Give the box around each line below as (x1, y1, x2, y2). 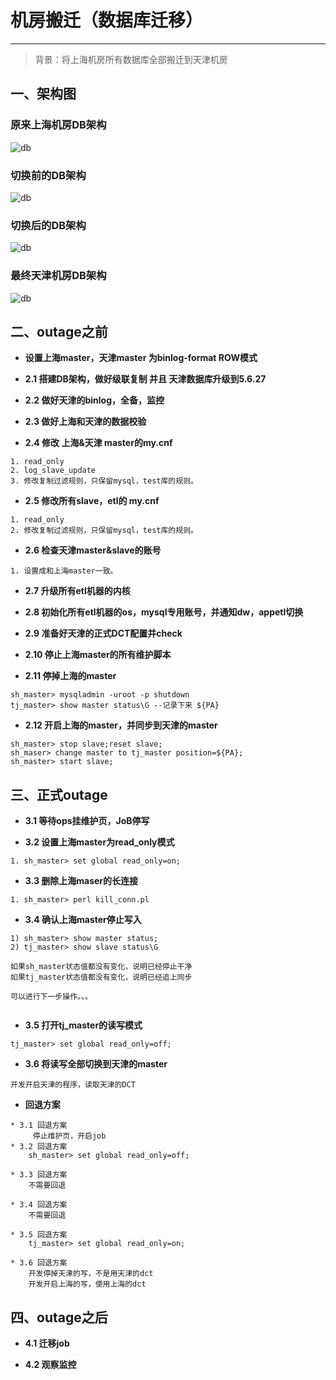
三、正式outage (10, 786, 108, 803)
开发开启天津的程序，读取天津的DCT (10, 1080, 136, 1090)
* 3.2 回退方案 (10, 1142, 68, 1152)
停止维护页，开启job (32, 1131, 107, 1141)
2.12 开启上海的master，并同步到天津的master (24, 719, 218, 731)
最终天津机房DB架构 (10, 269, 107, 283)
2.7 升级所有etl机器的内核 (24, 585, 131, 597)
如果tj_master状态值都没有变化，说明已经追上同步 (10, 972, 193, 983)
